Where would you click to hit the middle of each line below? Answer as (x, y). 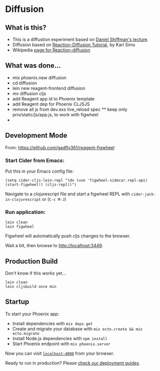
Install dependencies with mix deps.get (52, 323)
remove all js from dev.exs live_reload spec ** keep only (70, 109)
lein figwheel (20, 227)
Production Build (32, 261)
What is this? (26, 28)
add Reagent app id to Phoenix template (53, 98)
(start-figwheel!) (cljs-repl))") (41, 185)
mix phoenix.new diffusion (39, 78)
